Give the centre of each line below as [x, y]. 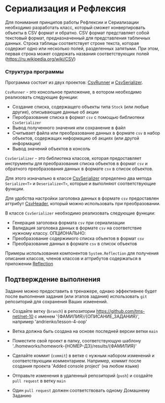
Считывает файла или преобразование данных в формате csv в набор [86, 133]
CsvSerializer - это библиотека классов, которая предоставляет [73, 158]
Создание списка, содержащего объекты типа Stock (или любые [81, 107]
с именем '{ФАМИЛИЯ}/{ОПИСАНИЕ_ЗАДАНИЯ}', [87, 317]
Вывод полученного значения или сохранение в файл [69, 128]
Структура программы [34, 72]
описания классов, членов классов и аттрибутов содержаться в [73, 258]
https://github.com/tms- [120, 311]
